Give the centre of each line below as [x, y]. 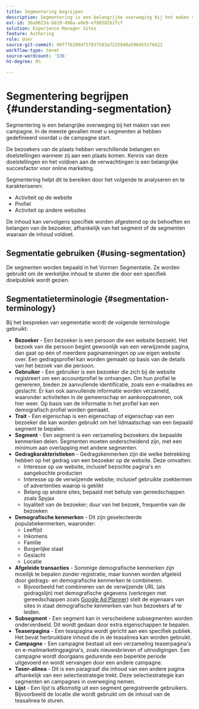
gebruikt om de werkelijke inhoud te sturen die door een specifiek [86, 274]
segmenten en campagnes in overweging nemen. [75, 682]
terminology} [31, 308]
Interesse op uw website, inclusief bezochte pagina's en [92, 467]
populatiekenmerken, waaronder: [55, 523]
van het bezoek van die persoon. [55, 366]
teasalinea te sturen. [40, 701]
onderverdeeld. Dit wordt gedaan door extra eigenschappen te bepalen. [102, 625]
